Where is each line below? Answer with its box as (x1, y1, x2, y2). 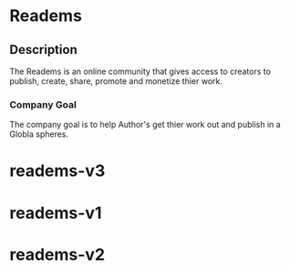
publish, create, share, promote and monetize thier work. (9, 76, 223, 87)
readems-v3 (9, 161, 106, 182)
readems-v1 (9, 202, 102, 223)
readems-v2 (9, 244, 106, 265)
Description (9, 42, 78, 57)
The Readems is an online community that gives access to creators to (9, 66, 272, 77)
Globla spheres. (9, 129, 69, 140)
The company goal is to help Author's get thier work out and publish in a (9, 119, 281, 130)
